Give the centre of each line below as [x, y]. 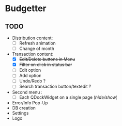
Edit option [30, 70]
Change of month [37, 48]
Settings [20, 113]
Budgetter [26, 8]
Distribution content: [32, 38]
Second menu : [27, 92]
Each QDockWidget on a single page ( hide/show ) [68, 97]
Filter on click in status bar [46, 65]
